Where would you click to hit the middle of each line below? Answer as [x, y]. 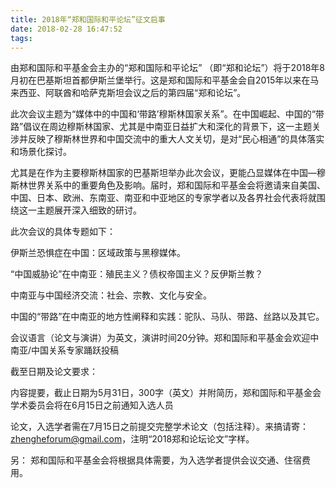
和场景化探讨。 [41, 152]
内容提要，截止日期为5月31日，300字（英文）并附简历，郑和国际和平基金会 [166, 393]
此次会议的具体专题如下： [63, 232]
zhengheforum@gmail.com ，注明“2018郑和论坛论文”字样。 [132, 439]
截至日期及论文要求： [54, 372]
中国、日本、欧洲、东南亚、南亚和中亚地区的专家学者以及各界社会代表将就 [163, 198]
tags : [21, 38]
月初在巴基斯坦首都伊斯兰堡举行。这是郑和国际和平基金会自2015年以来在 [160, 80]
